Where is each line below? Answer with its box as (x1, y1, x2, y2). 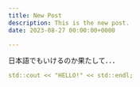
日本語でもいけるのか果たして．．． (8, 56, 119, 66)
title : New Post (8, 11, 62, 20)
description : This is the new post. (8, 19, 130, 27)
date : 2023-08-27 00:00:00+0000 (8, 26, 115, 34)
